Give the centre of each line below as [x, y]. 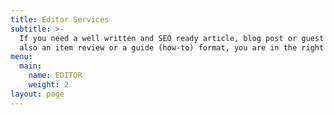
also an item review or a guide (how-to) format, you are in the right [172, 47]
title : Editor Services [60, 19]
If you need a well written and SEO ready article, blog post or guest [172, 38]
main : [31, 66]
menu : [21, 57]
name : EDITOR [55, 76]
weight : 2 [49, 85]
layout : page [37, 94]
